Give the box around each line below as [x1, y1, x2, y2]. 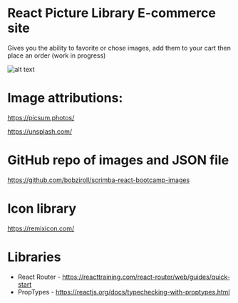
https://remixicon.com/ [7, 224, 75, 233]
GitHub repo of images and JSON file [7, 152, 229, 169]
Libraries [7, 249, 61, 265]
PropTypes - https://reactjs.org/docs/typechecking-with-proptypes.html [17, 287, 230, 296]
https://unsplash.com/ [7, 127, 73, 136]
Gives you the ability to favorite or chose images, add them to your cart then [7, 43, 232, 52]
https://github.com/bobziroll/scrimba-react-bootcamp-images [7, 176, 190, 184]
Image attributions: [7, 90, 123, 106]
